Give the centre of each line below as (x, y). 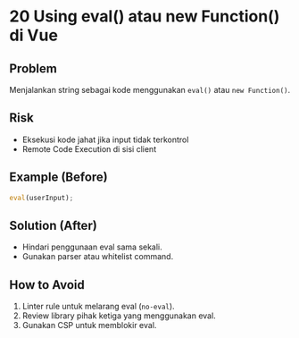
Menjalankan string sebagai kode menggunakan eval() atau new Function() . (150, 90)
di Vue (33, 35)
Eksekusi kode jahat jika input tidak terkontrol (105, 139)
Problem (33, 68)
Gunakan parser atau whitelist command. (98, 257)
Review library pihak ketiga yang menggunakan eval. (119, 316)
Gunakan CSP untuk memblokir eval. (89, 325)
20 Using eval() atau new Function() (145, 17)
